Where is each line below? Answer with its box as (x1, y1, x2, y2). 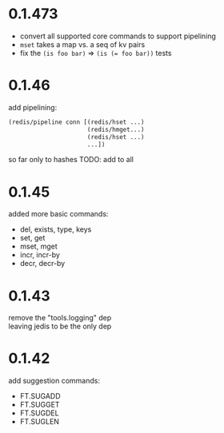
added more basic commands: (8, 209, 109, 219)
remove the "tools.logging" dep (8, 313, 112, 323)
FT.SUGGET (19, 400, 60, 410)
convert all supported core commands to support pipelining (19, 31, 216, 41)
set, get (19, 233, 46, 243)
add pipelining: (8, 102, 58, 112)
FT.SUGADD (19, 391, 62, 401)
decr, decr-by (19, 259, 66, 268)
